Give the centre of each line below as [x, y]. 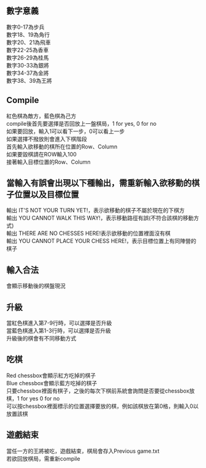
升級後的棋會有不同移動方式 [41, 339]
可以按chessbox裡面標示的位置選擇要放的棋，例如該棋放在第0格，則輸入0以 [103, 406]
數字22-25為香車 [28, 50]
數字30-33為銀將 [28, 65]
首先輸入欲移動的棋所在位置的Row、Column [62, 147]
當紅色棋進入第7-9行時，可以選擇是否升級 [59, 323]
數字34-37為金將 [28, 73]
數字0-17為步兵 [25, 27]
